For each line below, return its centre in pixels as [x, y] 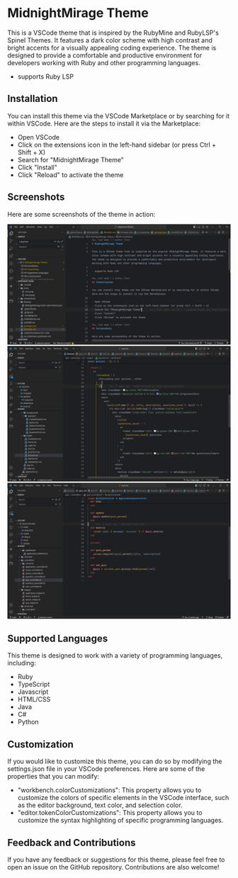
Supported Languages [58, 638]
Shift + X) [32, 152]
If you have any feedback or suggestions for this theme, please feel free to [116, 860]
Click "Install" [38, 167]
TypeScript [34, 685]
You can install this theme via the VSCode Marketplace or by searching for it [119, 116]
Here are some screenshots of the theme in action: [81, 214]
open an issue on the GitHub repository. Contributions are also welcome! [113, 867]
